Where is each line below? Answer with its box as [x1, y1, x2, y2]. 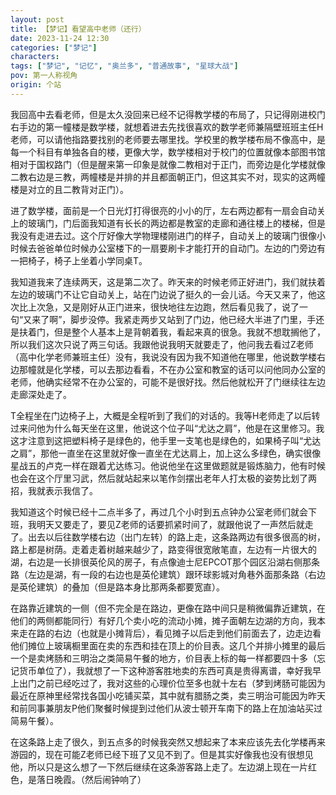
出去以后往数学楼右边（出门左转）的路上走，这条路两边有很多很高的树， [27, 531, 326, 543]
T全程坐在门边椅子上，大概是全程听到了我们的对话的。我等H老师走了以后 [10, 409, 312, 421]
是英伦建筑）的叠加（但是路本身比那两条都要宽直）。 [10, 581, 225, 593]
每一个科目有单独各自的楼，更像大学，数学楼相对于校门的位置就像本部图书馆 [10, 146, 326, 158]
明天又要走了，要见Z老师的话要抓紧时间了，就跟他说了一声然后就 [36, 518, 305, 530]
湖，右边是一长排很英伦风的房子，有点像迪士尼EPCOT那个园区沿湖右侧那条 [10, 556, 320, 568]
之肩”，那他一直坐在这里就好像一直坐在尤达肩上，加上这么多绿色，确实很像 [10, 447, 322, 459]
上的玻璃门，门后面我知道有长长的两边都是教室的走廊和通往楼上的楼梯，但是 [10, 217, 326, 229]
